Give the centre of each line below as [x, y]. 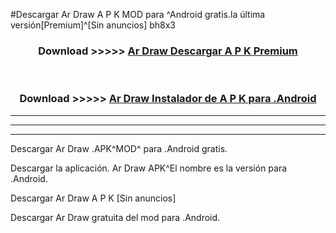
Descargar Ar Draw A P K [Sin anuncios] [93, 198]
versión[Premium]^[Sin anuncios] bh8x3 [93, 25]
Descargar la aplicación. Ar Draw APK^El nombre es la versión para [149, 168]
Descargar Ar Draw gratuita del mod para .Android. [115, 217]
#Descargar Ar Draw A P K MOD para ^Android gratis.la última [138, 14]
